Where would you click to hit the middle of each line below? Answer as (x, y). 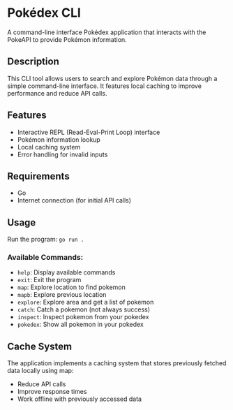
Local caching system (49, 147)
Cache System (39, 346)
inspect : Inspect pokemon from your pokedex (83, 317)
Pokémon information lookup (59, 139)
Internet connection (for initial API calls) (74, 200)
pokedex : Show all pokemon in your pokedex (81, 324)
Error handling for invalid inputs (62, 154)
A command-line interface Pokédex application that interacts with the (107, 32)
